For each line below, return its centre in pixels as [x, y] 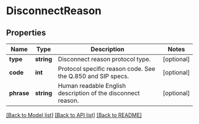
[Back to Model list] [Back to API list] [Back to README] [74, 115]
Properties [26, 33]
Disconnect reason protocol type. [104, 59]
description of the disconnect [99, 93]
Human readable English [92, 86]
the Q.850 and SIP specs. [93, 76]
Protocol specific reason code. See [107, 69]
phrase [19, 93]
